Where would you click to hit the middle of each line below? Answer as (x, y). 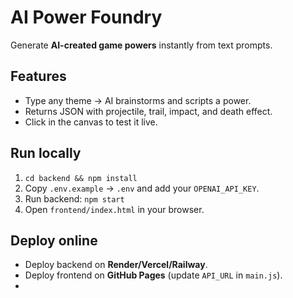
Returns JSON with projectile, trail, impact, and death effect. (148, 111)
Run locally (46, 153)
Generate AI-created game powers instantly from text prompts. (141, 45)
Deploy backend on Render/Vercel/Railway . (116, 265)
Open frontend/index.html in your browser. (114, 209)
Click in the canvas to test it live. (91, 122)
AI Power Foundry (86, 17)
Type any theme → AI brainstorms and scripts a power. (138, 100)
